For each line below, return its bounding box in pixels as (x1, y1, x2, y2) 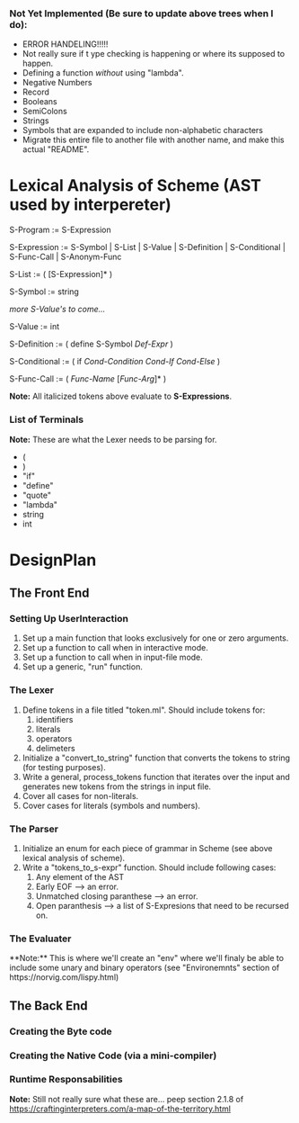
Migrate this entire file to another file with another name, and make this (22, 134, 285, 146)
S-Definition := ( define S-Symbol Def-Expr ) (9, 338, 173, 349)
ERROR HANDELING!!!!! (22, 39, 109, 49)
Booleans (22, 96, 57, 107)
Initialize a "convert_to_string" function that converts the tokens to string (22, 752, 290, 763)
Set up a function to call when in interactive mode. (22, 642, 209, 653)
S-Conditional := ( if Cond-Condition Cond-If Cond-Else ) (9, 356, 221, 367)
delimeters (35, 742, 75, 753)
